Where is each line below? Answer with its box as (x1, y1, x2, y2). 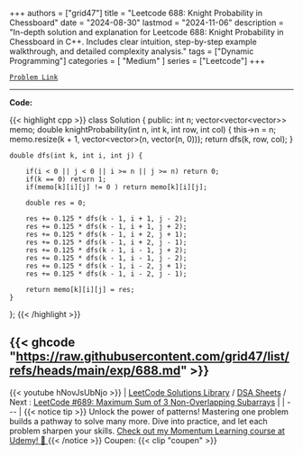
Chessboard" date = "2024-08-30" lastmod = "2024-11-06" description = (9, 17, 284, 28)
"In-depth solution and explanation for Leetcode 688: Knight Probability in (9, 27, 284, 37)
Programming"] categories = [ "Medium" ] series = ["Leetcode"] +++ (9, 56, 266, 66)
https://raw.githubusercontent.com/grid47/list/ (15, 349, 290, 364)
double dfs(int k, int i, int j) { (9, 151, 143, 160)
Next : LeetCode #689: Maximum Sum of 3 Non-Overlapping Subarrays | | (9, 396, 286, 407)
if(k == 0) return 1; (25, 175, 106, 184)
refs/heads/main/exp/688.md (9, 363, 181, 378)
